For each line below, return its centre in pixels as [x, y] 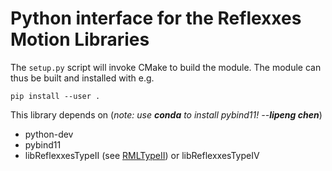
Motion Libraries [80, 39]
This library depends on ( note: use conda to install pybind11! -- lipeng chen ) [166, 114]
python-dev [49, 134]
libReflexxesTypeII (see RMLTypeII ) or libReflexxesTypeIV [142, 155]
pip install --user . [55, 96]
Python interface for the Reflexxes [156, 18]
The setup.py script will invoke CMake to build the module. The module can [166, 67]
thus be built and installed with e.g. [82, 78]
